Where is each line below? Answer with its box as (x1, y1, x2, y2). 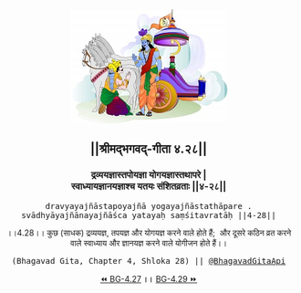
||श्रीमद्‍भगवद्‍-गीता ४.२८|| (89, 141, 208, 157)
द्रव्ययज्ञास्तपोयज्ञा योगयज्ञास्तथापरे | (90, 169, 207, 182)
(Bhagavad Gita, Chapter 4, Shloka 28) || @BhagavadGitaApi (11, 256, 286, 266)
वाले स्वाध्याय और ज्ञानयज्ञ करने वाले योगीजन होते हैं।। (69, 237, 228, 248)
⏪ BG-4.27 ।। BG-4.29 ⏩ (99, 273, 198, 284)
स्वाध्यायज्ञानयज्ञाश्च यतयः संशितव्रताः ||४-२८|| (70, 180, 227, 193)
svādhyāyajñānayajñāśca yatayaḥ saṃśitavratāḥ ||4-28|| (21, 210, 276, 220)
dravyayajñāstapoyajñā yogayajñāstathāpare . (45, 201, 253, 211)
